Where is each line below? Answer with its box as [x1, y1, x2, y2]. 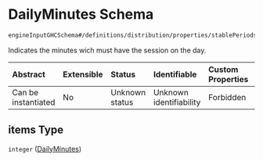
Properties [208, 73, 249, 84]
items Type [8, 123, 64, 137]
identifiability [153, 96, 201, 107]
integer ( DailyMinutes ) [8, 144, 82, 153]
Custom [208, 64, 239, 75]
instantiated [12, 96, 56, 107]
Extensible [62, 69, 103, 80]
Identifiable [153, 69, 197, 80]
